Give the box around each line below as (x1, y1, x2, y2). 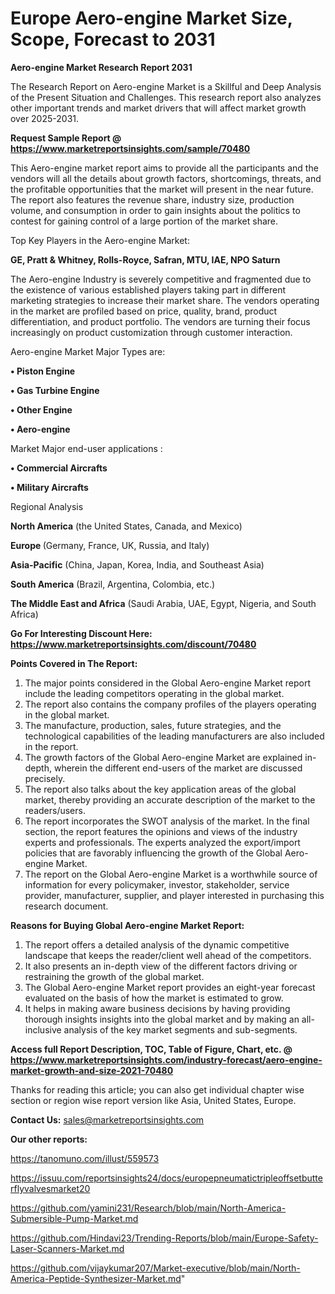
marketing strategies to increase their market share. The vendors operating (10, 294, 320, 306)
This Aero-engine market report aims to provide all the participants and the (10, 162, 319, 174)
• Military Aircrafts (10, 481, 89, 493)
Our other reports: (10, 1133, 88, 1145)
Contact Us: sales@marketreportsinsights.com (10, 1113, 205, 1126)
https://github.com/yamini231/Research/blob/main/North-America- (10, 1202, 287, 1214)
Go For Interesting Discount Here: (10, 627, 153, 639)
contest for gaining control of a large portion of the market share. (10, 215, 279, 227)
